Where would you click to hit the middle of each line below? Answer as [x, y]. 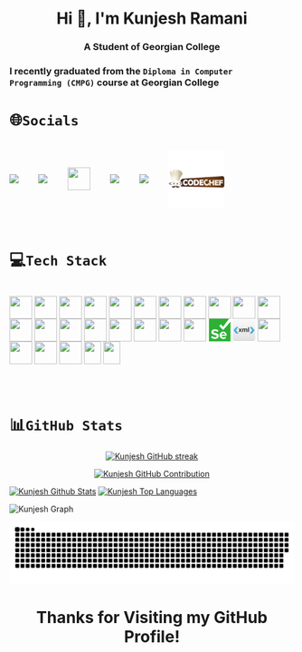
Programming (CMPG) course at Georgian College [114, 83]
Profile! [152, 636]
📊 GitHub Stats [66, 425]
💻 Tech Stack [58, 260]
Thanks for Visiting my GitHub [152, 617]
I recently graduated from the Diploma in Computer [121, 72]
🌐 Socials [44, 120]
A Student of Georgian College [152, 47]
